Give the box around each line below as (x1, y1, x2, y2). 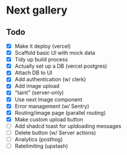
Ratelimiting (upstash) (14, 142, 69, 149)
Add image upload (14, 83, 60, 90)
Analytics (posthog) (14, 136, 63, 143)
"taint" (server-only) (14, 89, 64, 96)
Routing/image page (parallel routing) (14, 109, 106, 116)
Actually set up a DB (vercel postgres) (14, 62, 108, 70)
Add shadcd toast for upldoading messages (14, 122, 122, 130)
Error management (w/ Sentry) (14, 103, 90, 110)
